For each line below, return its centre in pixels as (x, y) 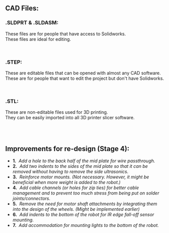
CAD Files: (22, 8)
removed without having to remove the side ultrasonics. (70, 172)
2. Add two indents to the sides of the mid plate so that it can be (80, 166)
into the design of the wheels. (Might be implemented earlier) (76, 209)
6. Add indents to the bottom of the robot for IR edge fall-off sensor (83, 215)
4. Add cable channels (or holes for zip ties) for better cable (76, 188)
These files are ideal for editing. (38, 39)
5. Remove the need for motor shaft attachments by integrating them (85, 204)
